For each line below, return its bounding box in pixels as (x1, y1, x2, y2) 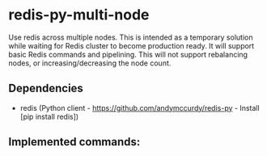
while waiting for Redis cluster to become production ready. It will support (8, 40, 255, 50)
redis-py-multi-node (8, 6, 150, 24)
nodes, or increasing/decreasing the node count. (8, 58, 172, 68)
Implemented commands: (8, 135, 141, 149)
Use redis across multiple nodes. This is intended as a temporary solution (8, 32, 253, 42)
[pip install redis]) (19, 112, 79, 121)
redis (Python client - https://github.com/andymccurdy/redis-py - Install (19, 103, 261, 112)
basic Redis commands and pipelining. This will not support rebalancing (8, 49, 248, 59)
